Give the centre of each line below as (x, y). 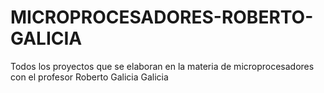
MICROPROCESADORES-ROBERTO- (162, 17)
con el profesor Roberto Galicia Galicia (89, 77)
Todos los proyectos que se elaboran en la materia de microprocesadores (162, 66)
